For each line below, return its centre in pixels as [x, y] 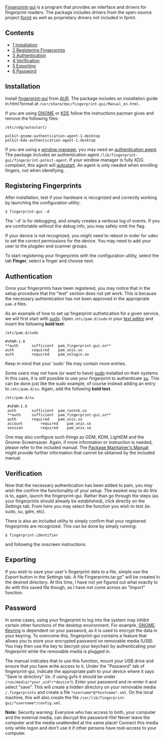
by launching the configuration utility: [43, 203]
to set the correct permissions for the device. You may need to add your [78, 241]
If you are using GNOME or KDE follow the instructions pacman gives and [80, 113]
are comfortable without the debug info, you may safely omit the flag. [75, 226]
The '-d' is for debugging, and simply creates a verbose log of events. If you [82, 221]
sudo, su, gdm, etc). [25, 512]
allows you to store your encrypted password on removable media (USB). [80, 641]
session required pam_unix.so [49, 428]
